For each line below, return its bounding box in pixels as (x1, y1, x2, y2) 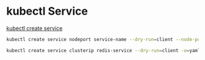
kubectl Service (6, 4, 88, 18)
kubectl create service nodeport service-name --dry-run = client (6, 36, 173, 42)
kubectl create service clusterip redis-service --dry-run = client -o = (6, 47, 190, 53)
